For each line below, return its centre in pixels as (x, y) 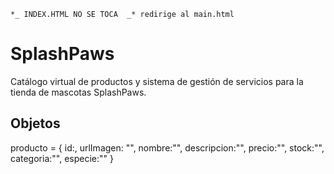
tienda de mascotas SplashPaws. (78, 92)
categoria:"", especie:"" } (62, 158)
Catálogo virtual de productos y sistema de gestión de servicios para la (157, 81)
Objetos (35, 123)
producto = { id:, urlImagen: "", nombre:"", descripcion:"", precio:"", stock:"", (167, 147)
